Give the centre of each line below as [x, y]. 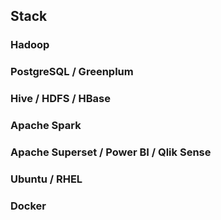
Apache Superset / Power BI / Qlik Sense [111, 152]
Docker [28, 206]
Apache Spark [46, 126]
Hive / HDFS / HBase [60, 99]
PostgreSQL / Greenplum [72, 72]
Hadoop [30, 45]
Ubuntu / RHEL [46, 179]
